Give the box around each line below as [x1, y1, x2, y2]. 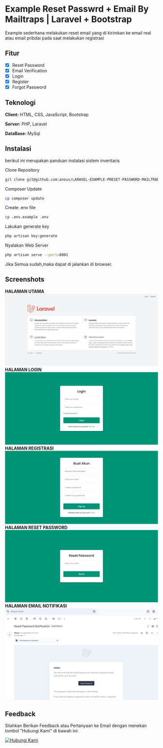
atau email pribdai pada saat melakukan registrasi [5, 35, 104, 41]
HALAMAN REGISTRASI [5, 445, 54, 452]
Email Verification [12, 67, 48, 74]
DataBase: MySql [5, 130, 40, 136]
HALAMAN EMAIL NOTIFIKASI [5, 603, 67, 609]
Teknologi [5, 98, 36, 107]
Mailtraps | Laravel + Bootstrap [5, 14, 132, 25]
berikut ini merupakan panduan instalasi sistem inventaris [5, 157, 120, 163]
